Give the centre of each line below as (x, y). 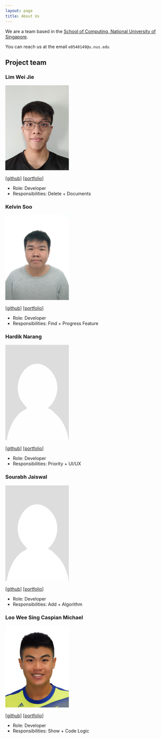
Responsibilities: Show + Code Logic (51, 731)
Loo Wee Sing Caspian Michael (44, 617)
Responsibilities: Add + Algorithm (47, 604)
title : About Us (22, 16)
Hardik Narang (24, 336)
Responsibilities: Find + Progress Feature (55, 323)
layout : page (19, 11)
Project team (26, 62)
